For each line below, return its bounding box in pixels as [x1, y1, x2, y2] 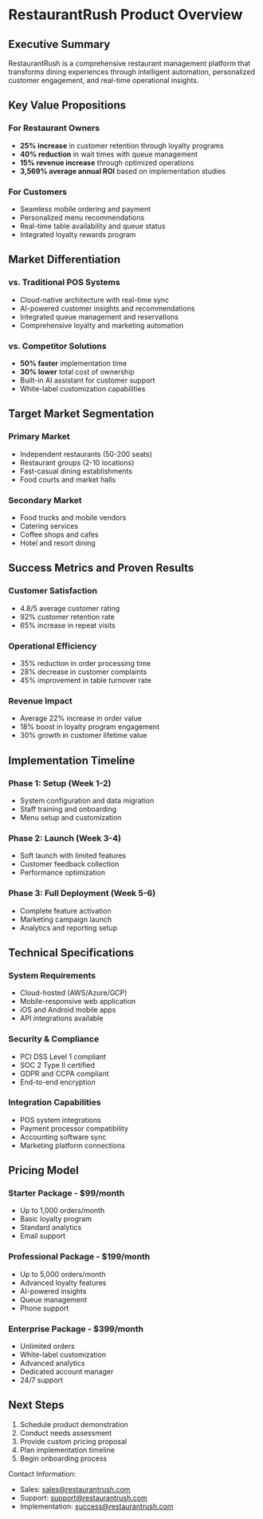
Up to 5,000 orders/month [19, 1269, 106, 1279]
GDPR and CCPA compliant [19, 1069, 109, 1078]
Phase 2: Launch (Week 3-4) [8, 832, 122, 843]
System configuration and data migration [19, 795, 155, 805]
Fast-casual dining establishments [19, 466, 133, 476]
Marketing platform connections [19, 1140, 126, 1150]
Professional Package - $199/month [8, 1251, 151, 1263]
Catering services [19, 521, 78, 530]
